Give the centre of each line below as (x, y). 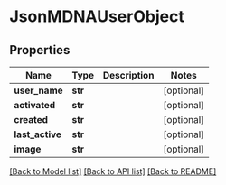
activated (35, 105)
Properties (40, 50)
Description (128, 75)
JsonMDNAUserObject (97, 17)
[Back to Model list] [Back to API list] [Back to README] (113, 171)
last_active (38, 134)
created (31, 120)
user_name (38, 90)
